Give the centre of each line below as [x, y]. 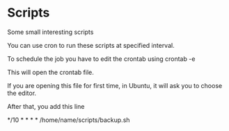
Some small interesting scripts [50, 32]
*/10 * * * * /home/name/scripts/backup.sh [69, 120]
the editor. [22, 93]
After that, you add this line [46, 106]
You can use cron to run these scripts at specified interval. [91, 45]
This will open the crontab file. [50, 72]
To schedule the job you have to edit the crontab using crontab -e [101, 59]
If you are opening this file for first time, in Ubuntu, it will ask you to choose [115, 85]
